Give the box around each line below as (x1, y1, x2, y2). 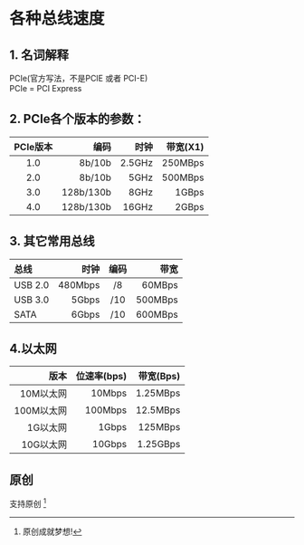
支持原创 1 (9, 497, 47, 509)
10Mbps (90, 387, 128, 399)
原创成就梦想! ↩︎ (22, 526, 82, 537)
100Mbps (84, 404, 128, 416)
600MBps (135, 308, 178, 320)
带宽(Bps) (138, 370, 181, 383)
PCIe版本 (14, 140, 53, 153)
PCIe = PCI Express (9, 83, 82, 93)
